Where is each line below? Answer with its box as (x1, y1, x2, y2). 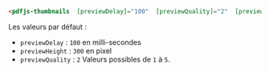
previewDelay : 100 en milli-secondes (19, 37, 142, 47)
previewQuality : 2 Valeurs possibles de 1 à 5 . (19, 54, 170, 64)
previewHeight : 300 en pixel (19, 46, 112, 55)
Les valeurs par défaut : (8, 22, 87, 31)
